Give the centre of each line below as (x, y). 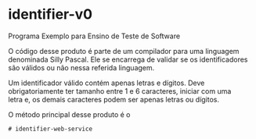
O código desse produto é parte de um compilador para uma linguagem (124, 51)
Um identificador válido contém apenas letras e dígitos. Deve (106, 83)
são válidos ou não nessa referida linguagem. (81, 67)
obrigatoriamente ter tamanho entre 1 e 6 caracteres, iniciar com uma (120, 91)
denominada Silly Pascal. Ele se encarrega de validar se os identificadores (128, 59)
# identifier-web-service (50, 129)
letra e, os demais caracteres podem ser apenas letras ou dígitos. (114, 99)
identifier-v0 (50, 14)
